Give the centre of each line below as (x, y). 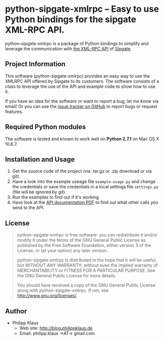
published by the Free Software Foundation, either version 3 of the (84, 245)
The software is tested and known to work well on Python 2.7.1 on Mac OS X (82, 139)
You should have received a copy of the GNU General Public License (86, 285)
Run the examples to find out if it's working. (56, 197)
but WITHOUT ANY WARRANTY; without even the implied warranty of (87, 265)
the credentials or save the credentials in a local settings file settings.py (85, 187)
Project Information (35, 64)
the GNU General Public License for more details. (67, 276)
